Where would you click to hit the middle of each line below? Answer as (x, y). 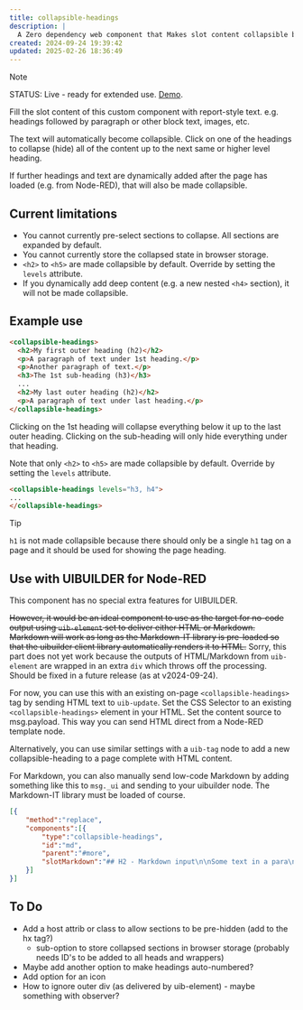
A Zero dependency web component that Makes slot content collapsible (153, 34)
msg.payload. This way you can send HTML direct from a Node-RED (137, 722)
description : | (38, 26)
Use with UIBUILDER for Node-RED (108, 579)
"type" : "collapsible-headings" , (103, 837)
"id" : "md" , (62, 845)
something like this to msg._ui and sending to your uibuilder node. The (140, 785)
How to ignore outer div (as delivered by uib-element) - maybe (138, 986)
